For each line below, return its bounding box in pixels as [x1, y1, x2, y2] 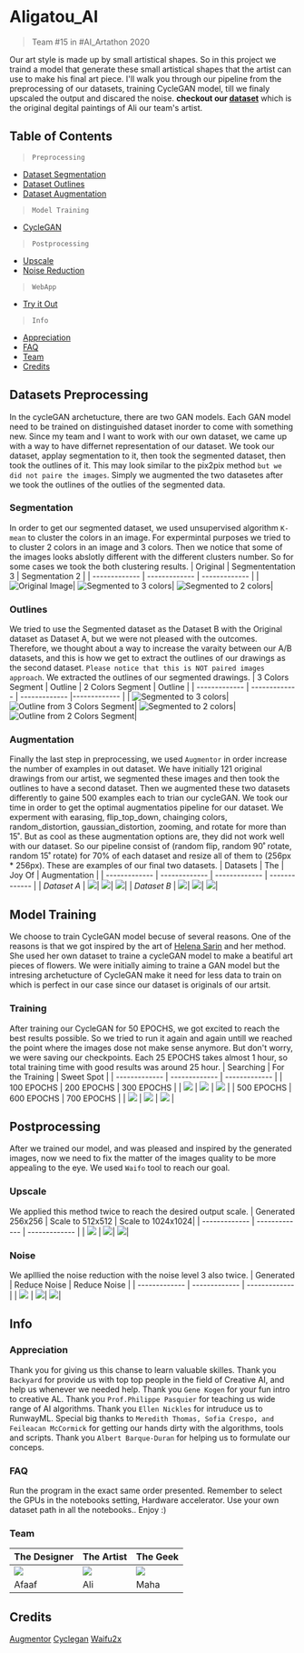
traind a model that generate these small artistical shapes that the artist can [9, 64, 292, 75]
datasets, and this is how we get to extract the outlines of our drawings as [9, 653, 286, 664]
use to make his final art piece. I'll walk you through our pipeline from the [9, 73, 282, 84]
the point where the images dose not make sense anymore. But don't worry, [9, 1042, 293, 1053]
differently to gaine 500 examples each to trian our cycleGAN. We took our [9, 793, 289, 804]
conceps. [9, 1441, 44, 1452]
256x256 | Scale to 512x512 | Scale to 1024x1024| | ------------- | [9, 1216, 255, 1227]
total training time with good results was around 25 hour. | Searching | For [9, 1061, 285, 1072]
